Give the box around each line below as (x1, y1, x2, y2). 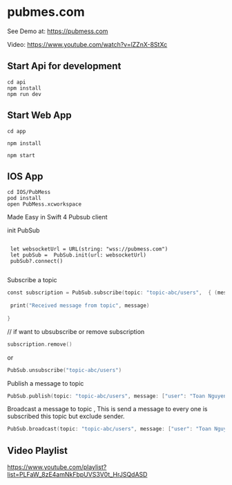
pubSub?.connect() (10, 258, 64, 265)
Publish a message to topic (7, 379, 84, 387)
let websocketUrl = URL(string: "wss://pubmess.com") (10, 246, 168, 253)
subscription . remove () (7, 341, 72, 348)
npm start (7, 152, 36, 159)
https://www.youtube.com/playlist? (7, 463, 107, 471)
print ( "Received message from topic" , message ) (10, 302, 150, 309)
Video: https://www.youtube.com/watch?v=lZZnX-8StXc (7, 40, 168, 48)
